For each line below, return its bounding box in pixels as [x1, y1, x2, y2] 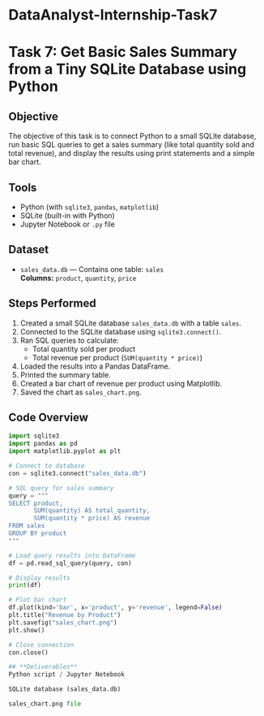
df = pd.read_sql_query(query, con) [8, 559, 132, 567]
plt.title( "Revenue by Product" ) [8, 611, 121, 619]
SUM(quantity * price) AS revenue [33, 514, 151, 523]
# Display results [8, 574, 70, 582]
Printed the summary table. [19, 369, 111, 379]
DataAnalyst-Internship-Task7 [8, 6, 218, 24]
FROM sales [8, 522, 45, 530]
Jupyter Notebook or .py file [19, 219, 115, 229]
